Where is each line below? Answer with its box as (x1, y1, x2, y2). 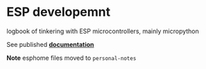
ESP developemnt (6, 4, 111, 20)
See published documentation (6, 40, 94, 48)
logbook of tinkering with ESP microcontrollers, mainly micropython (6, 27, 199, 35)
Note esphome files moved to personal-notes (6, 53, 137, 62)
